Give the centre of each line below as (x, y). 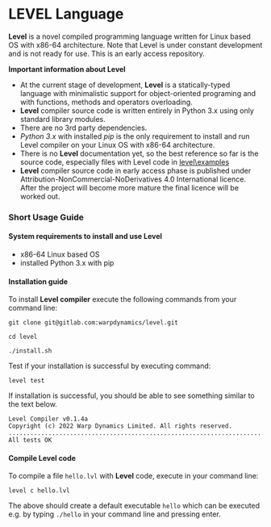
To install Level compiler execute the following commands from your (123, 299)
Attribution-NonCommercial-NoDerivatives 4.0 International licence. (133, 179)
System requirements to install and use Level (85, 236)
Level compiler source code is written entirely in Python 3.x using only (137, 111)
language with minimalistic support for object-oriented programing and (138, 93)
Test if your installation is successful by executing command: (110, 366)
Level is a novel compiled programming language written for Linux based (130, 36)
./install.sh (30, 351)
